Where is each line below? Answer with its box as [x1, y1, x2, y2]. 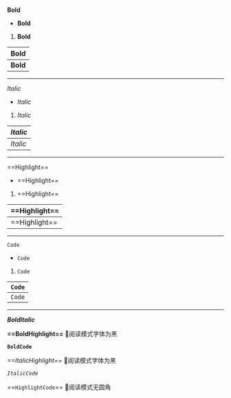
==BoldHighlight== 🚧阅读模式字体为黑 [7, 330, 118, 338]
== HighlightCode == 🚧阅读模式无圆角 [7, 383, 111, 391]
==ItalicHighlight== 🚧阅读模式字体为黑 [7, 357, 116, 364]
